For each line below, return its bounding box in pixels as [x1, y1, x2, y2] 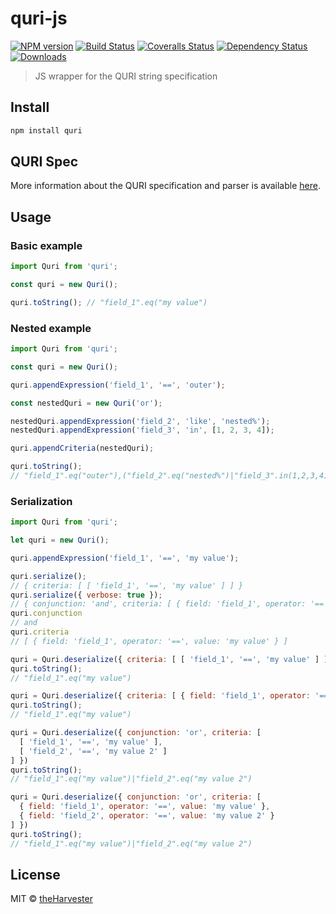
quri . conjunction [10, 608, 83, 619]
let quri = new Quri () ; [10, 535, 110, 546]
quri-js [10, 7, 68, 30]
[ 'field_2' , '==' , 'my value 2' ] [19, 746, 168, 756]
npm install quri [10, 125, 83, 136]
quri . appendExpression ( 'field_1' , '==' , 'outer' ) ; [10, 380, 226, 390]
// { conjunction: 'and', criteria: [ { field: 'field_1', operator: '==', [10, 599, 333, 609]
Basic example [10, 238, 83, 252]
